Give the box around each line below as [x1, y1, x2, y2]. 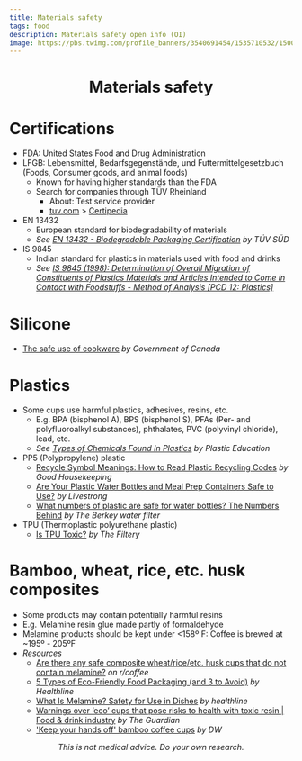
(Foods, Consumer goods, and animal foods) [22, 168, 189, 178]
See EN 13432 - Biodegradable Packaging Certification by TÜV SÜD [35, 234, 289, 245]
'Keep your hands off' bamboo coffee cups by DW [35, 724, 222, 735]
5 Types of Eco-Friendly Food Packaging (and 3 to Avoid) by [35, 676, 260, 687]
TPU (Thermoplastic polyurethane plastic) [22, 520, 178, 530]
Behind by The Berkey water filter [35, 510, 161, 521]
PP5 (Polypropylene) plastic [22, 452, 126, 464]
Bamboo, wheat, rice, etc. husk [9, 560, 245, 581]
